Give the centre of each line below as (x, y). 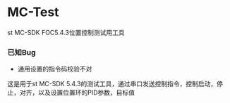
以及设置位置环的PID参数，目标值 (86, 92)
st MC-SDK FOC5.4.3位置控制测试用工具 (66, 32)
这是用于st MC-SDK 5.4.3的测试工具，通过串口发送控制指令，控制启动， (112, 84)
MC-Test (33, 12)
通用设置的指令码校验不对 (55, 69)
